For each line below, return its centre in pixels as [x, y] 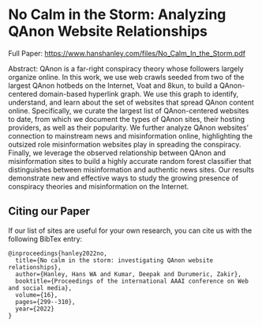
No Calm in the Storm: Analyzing [117, 15]
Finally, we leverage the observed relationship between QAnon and [117, 153]
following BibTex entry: [45, 238]
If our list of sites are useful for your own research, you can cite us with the [130, 230]
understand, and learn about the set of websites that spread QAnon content [131, 102]
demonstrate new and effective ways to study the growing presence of [124, 178]
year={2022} [35, 309]
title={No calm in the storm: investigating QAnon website [114, 260]
